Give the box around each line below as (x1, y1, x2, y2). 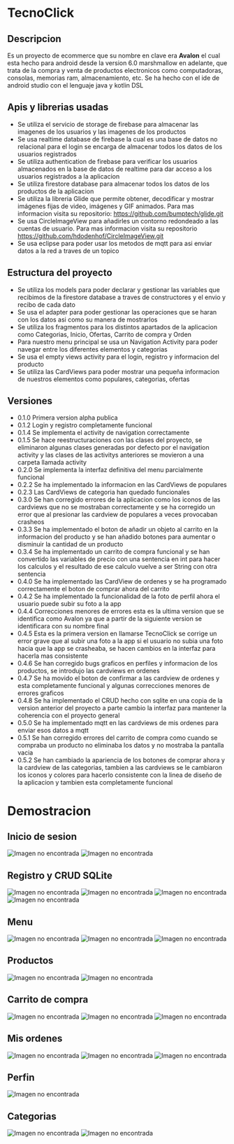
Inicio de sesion (7, 831, 77, 843)
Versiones (7, 395, 53, 407)
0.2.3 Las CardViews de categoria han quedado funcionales (17, 488, 190, 497)
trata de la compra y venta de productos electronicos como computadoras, (7, 67, 224, 74)
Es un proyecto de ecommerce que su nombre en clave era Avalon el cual (7, 51, 221, 60)
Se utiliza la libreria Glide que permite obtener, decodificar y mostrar (17, 194, 214, 202)
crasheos (17, 518, 45, 526)
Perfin (7, 1071, 35, 1083)
